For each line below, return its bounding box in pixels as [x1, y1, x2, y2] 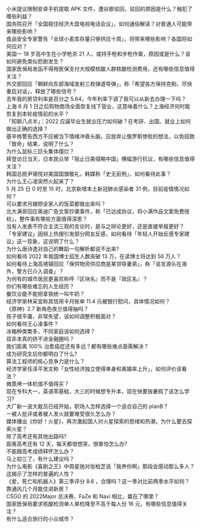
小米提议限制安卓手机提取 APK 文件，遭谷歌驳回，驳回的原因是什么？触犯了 [6, 5, 193, 12]
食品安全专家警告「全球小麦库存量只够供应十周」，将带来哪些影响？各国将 [6, 35, 187, 42]
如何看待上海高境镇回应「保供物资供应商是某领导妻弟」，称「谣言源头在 [6, 260, 182, 267]
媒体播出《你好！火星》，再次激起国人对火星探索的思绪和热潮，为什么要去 [6, 418, 187, 425]
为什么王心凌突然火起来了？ [6, 178, 75, 185]
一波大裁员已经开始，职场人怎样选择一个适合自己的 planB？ [22, 403, 169, 410]
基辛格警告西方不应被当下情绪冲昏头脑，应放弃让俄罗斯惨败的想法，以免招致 [6, 133, 195, 140]
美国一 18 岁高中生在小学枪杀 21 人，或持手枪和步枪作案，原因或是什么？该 [6, 50, 191, 57]
